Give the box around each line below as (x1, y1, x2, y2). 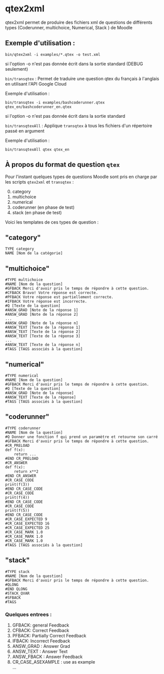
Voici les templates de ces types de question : (5, 219, 99, 225)
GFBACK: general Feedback (12, 622, 69, 628)
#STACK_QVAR (5, 591, 30, 596)
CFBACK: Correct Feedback (12, 627, 69, 633)
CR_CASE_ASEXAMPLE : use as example (12, 659, 95, 665)
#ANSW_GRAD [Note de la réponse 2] (5, 312, 79, 317)
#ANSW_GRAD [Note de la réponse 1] (5, 308, 79, 313)
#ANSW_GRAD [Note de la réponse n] (5, 321, 79, 326)
